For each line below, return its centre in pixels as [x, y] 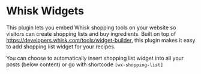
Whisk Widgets [45, 11]
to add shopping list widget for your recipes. [61, 47]
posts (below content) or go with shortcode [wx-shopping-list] [85, 64]
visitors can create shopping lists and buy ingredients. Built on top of [91, 33]
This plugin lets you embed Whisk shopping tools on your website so [91, 27]
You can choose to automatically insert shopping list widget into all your [95, 58]
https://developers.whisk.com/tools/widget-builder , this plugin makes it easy [101, 40]
